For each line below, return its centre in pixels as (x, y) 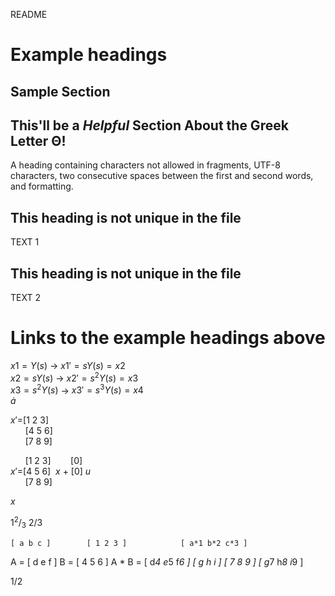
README (29, 14)
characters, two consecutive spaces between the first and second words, (162, 176)
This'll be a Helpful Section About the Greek (149, 125)
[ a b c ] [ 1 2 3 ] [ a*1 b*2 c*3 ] (129, 543)
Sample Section (60, 91)
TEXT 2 (25, 298)
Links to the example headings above (168, 338)
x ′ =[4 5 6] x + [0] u (51, 471)
